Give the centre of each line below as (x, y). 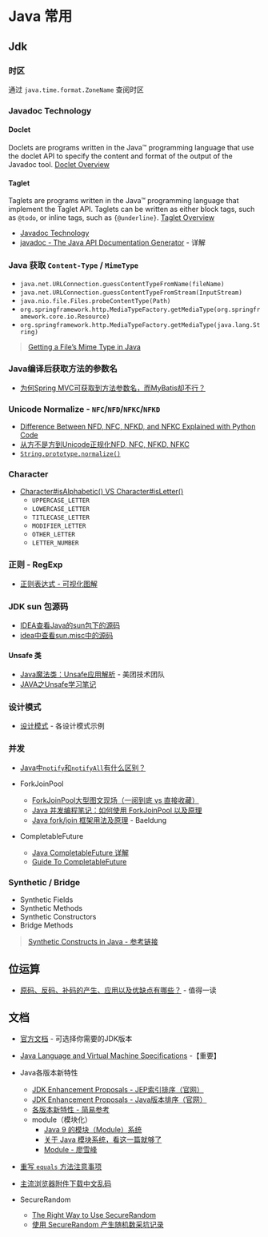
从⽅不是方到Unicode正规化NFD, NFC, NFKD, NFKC (104, 445)
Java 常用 (40, 16)
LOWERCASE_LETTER (61, 509)
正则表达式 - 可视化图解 (59, 584)
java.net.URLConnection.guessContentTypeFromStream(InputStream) (131, 293)
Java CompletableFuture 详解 (80, 852)
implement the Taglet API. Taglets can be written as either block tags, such (132, 209)
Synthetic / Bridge (44, 882)
